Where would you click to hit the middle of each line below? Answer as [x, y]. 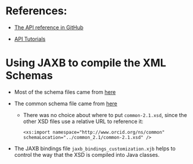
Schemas [29, 76]
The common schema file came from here [66, 103]
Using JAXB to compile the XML [86, 63]
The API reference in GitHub [49, 27]
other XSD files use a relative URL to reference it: [83, 121]
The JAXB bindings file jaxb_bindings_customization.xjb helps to [95, 148]
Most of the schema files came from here [65, 92]
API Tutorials [30, 39]
